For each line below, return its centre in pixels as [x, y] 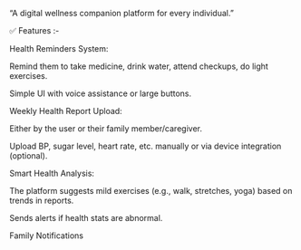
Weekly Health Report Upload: [66, 111]
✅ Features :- [34, 30]
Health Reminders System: [59, 48]
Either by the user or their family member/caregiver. [106, 129]
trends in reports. [42, 200]
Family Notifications [47, 236]
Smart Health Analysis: [52, 173]
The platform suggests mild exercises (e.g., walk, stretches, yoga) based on [151, 191]
